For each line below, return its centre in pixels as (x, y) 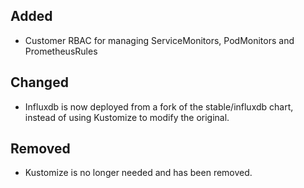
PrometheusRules (61, 51)
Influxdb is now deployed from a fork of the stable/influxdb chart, (159, 106)
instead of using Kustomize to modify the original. (127, 117)
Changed (39, 82)
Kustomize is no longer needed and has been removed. (138, 173)
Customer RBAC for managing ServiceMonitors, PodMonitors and (159, 40)
